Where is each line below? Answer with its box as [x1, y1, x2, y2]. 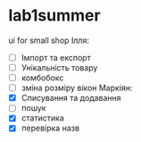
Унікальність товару [21, 63, 98, 72]
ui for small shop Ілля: [8, 35, 90, 46]
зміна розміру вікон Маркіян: [21, 82, 133, 94]
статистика [21, 113, 64, 123]
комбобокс [21, 72, 64, 83]
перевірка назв [21, 122, 80, 134]
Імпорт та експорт [21, 52, 91, 63]
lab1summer [8, 5, 101, 26]
